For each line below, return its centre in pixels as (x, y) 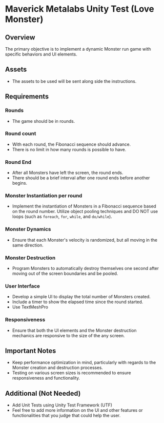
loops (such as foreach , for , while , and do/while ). (62, 217)
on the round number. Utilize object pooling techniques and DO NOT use (85, 211)
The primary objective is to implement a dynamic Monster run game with (78, 49)
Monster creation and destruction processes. (58, 368)
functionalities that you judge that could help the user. (66, 416)
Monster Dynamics (28, 229)
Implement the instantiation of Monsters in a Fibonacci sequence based (84, 206)
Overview (20, 37)
